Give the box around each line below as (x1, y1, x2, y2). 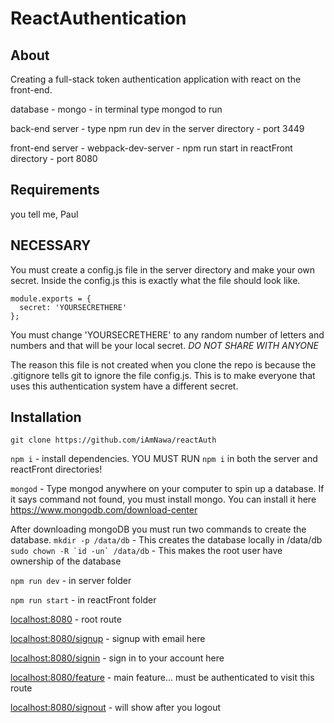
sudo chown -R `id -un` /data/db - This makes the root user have (10, 545, 283, 557)
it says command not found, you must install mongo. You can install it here (10, 493, 317, 506)
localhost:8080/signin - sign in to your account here (10, 652, 225, 664)
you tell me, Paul (10, 208, 79, 220)
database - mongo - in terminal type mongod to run (10, 103, 223, 115)
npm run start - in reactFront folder (10, 594, 157, 606)
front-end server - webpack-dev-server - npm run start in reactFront (10, 142, 293, 154)
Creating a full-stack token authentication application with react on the (10, 73, 302, 85)
